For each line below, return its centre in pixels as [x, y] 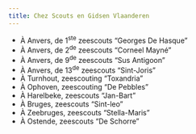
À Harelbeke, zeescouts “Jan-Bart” [78, 96]
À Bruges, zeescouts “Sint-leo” [71, 104]
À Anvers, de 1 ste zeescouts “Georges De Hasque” [104, 40]
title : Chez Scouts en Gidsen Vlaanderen [79, 16]
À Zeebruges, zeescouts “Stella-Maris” [85, 113]
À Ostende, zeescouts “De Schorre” [79, 121]
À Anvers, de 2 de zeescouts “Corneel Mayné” [96, 49]
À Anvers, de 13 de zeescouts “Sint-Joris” [88, 69]
